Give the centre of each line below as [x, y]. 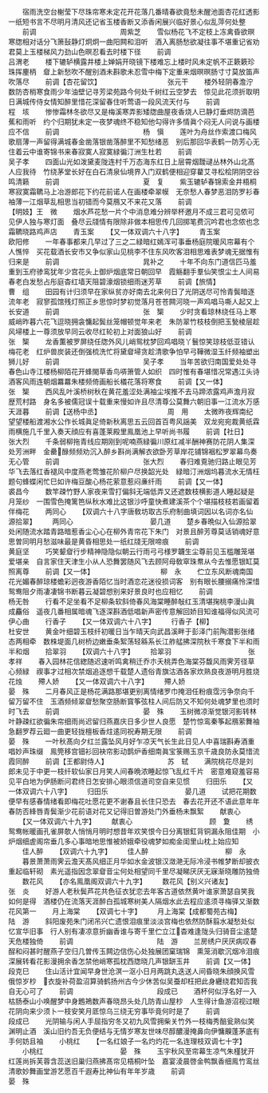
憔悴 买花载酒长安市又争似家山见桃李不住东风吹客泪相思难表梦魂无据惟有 [137, 251]
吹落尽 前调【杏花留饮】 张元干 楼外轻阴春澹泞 [131, 82]
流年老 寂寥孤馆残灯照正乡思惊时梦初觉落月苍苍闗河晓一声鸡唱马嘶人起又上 [134, 301]
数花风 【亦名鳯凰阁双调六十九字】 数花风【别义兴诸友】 [125, 881]
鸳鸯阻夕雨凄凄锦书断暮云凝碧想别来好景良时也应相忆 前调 [110, 591]
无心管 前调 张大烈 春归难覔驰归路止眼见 [129, 461]
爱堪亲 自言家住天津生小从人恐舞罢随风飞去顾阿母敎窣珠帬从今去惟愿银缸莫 [134, 561]
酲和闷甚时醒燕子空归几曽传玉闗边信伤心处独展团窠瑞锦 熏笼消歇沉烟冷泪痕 [134, 951]
